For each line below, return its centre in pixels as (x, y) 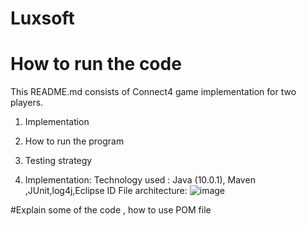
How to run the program (74, 141)
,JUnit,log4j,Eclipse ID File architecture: (106, 191)
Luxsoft (42, 18)
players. (27, 103)
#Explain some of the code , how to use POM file (111, 210)
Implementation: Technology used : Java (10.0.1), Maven (140, 180)
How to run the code (96, 64)
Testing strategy (58, 161)
